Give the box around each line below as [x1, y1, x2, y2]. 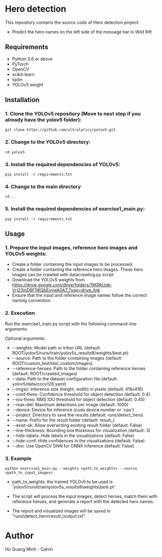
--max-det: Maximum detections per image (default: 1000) [12, 401, 129, 407]
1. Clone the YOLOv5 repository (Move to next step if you [5, 110, 141, 117]
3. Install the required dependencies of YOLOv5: [5, 161, 120, 168]
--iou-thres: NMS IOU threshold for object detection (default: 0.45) [12, 396, 145, 402]
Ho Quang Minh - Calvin [5, 546, 53, 552]
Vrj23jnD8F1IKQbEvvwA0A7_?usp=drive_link [12, 287, 101, 293]
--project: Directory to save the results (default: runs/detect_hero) [12, 412, 144, 418]
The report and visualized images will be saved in [12, 508, 111, 514]
